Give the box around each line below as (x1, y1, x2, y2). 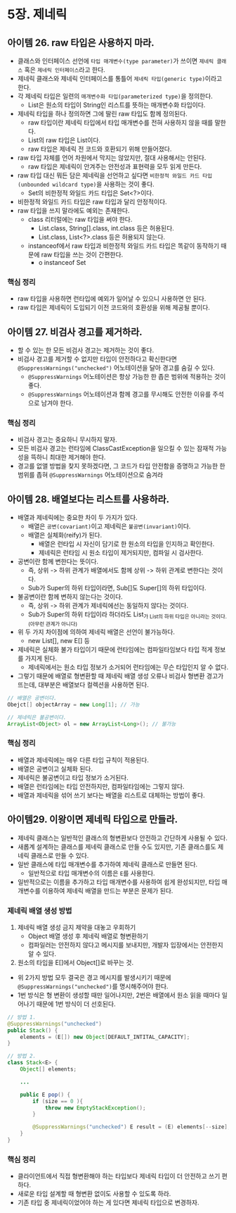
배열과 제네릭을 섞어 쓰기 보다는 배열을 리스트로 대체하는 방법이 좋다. (17, 790, 205, 800)
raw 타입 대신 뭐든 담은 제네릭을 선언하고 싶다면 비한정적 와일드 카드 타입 (17, 171, 213, 180)
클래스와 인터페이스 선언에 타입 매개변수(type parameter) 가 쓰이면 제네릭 (17, 57, 214, 65)
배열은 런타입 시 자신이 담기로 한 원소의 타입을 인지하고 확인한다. (38, 540, 215, 548)
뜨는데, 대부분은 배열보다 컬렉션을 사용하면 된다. (17, 680, 150, 689)
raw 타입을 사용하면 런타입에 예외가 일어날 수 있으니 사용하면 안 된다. (17, 294, 206, 303)
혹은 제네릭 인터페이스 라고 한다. (24, 66, 105, 74)
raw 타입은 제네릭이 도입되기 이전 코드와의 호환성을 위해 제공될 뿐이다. (17, 304, 211, 312)
